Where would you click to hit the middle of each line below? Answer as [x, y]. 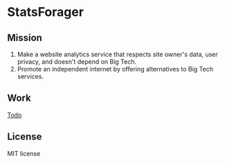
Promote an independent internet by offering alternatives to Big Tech [115, 69]
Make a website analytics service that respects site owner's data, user [117, 54]
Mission [25, 38]
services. [30, 76]
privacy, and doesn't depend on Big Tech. [77, 62]
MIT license [24, 153]
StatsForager [46, 12]
